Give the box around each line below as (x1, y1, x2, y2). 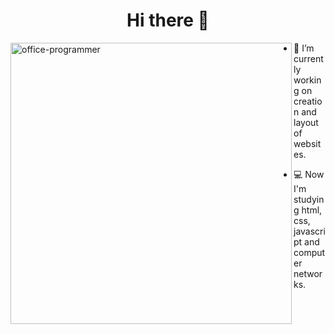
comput (293, 246, 326, 258)
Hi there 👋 (126, 9, 210, 32)
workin (293, 74, 322, 86)
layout (293, 116, 319, 128)
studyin (293, 193, 325, 205)
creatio (293, 95, 323, 107)
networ (293, 267, 323, 279)
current (293, 52, 324, 64)
